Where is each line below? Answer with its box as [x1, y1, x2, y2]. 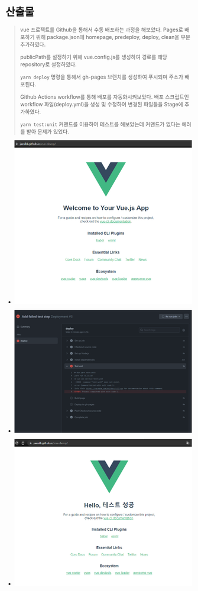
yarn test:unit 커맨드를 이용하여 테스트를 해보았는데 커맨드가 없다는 [20, 121, 181, 128]
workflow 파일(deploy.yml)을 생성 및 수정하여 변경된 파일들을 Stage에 [20, 100, 184, 108]
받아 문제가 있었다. [26, 128, 69, 135]
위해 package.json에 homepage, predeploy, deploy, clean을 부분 [35, 33, 190, 40]
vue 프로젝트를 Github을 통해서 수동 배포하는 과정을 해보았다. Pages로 [20, 26, 184, 33]
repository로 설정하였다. [20, 60, 77, 68]
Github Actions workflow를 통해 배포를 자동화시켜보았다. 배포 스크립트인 [20, 93, 190, 100]
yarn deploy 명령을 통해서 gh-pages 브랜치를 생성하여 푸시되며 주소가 [20, 73, 184, 80]
